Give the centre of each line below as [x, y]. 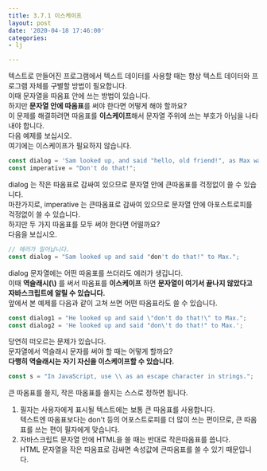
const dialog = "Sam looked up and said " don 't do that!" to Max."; [124, 257]
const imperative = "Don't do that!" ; [72, 168]
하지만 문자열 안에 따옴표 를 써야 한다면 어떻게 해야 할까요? [98, 106]
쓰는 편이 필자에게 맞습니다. [77, 430]
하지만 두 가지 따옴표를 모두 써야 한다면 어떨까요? [84, 224]
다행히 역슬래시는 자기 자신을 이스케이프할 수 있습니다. [91, 361]
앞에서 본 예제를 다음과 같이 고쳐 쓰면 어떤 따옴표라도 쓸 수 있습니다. [113, 303]
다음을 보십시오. [33, 234]
